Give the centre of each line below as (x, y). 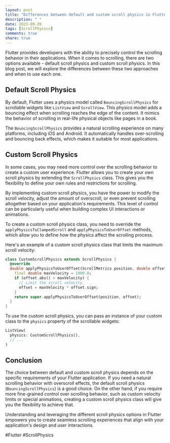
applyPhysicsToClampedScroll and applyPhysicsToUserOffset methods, (79, 229)
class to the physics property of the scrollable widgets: (62, 321)
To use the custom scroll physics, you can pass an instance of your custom (84, 316)
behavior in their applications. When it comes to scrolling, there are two (80, 58)
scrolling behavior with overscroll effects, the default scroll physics (75, 383)
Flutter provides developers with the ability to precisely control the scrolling (84, 52)
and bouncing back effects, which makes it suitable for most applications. (82, 139)
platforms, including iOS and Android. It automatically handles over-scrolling (84, 133)
